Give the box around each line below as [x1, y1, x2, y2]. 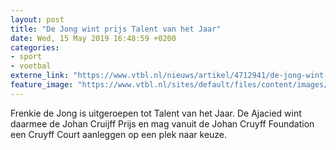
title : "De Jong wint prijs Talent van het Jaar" [10, 24, 222, 34]
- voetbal [10, 61, 52, 71]
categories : [10, 42, 60, 53]
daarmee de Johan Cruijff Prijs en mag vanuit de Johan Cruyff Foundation [10, 117, 315, 130]
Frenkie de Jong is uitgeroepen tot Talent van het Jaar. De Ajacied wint [10, 107, 302, 119]
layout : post [10, 14, 65, 25]
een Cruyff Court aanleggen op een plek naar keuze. [10, 128, 228, 140]
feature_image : [10, 80, 74, 90]
